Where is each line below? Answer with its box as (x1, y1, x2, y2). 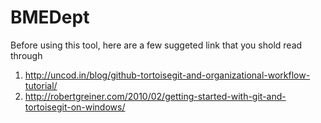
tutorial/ (24, 79, 58, 91)
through (10, 49, 43, 61)
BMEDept (10, 6, 90, 29)
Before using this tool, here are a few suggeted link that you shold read (10, 39, 303, 51)
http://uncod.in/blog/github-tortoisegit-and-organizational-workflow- (24, 69, 311, 81)
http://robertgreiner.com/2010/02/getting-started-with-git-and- (24, 90, 287, 102)
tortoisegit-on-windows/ (24, 101, 126, 113)
